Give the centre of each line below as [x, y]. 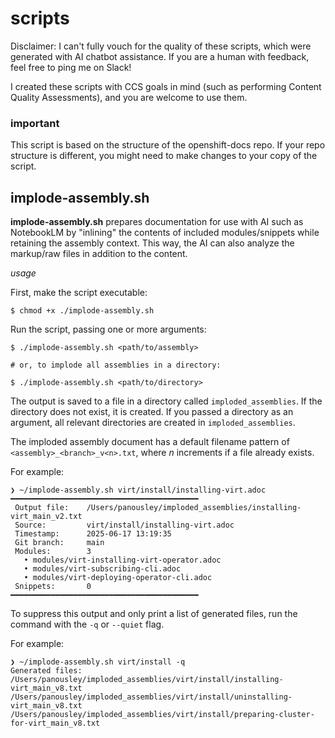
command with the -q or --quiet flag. [87, 624]
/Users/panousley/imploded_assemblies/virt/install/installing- [147, 680]
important [35, 123]
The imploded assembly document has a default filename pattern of [150, 442]
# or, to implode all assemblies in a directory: [116, 365]
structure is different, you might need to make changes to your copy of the [164, 156]
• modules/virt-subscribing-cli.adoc [102, 569]
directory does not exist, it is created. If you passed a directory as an [152, 412]
